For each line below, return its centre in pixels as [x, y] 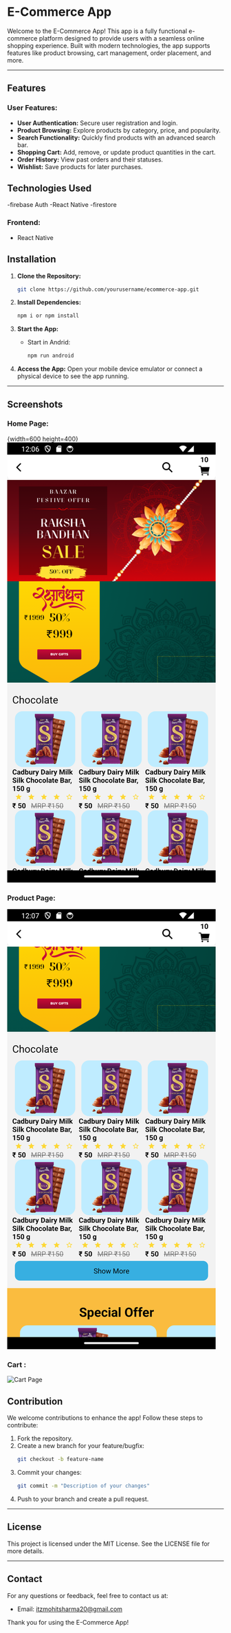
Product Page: [32, 898]
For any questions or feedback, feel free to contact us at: [88, 1595]
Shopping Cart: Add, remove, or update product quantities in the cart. [116, 152]
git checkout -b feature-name [60, 1459]
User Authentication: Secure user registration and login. [97, 123]
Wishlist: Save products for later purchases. [80, 166]
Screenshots [35, 404]
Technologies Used [49, 189]
